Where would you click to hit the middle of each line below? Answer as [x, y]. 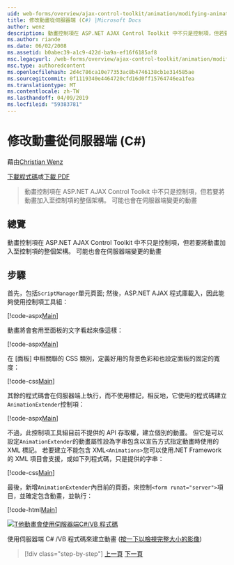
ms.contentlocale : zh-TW [43, 91]
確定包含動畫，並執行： [59, 496]
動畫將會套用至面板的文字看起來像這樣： [65, 330]
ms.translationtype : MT [42, 85]
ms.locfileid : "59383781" [45, 105]
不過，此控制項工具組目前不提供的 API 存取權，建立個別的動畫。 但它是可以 [116, 432]
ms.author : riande [34, 40]
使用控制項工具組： [40, 302]
